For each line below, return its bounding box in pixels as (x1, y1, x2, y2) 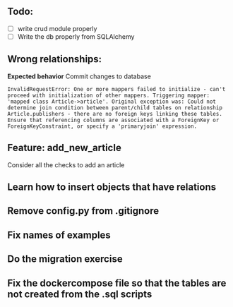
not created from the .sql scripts (7, 288, 153, 300)
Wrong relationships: (7, 53, 102, 66)
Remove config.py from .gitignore (7, 205, 160, 217)
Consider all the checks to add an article (7, 160, 125, 169)
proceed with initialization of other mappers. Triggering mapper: (7, 92, 210, 99)
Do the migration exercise (7, 253, 123, 265)
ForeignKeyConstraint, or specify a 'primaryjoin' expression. (7, 123, 198, 130)
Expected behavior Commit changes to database (7, 72, 152, 80)
